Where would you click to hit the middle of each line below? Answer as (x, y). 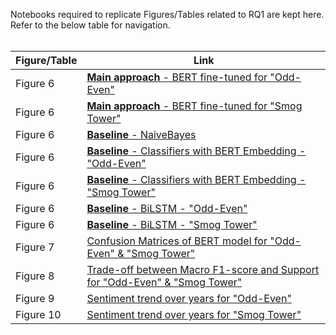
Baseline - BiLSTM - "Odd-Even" (167, 208)
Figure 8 (35, 276)
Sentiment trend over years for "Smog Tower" (194, 314)
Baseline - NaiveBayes (141, 134)
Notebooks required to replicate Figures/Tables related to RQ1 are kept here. (167, 14)
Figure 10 (38, 314)
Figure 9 (35, 298)
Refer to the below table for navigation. (90, 25)
